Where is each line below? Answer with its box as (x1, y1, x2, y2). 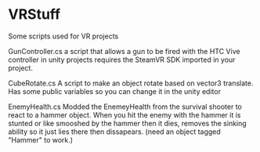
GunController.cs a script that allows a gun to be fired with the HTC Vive (8, 46, 240, 56)
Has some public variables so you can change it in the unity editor (8, 86, 222, 96)
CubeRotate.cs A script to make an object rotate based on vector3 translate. (8, 78, 254, 88)
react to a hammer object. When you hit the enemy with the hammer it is (8, 110, 241, 119)
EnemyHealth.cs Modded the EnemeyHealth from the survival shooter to (8, 102, 243, 111)
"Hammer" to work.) (8, 135, 73, 144)
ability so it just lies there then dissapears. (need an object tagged (8, 127, 221, 136)
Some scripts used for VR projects (8, 31, 119, 41)
